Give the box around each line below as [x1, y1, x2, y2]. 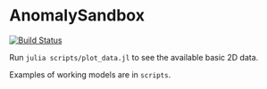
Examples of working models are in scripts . [9, 69, 171, 80]
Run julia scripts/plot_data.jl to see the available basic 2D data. [9, 52, 259, 62]
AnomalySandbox [9, 5, 146, 26]
